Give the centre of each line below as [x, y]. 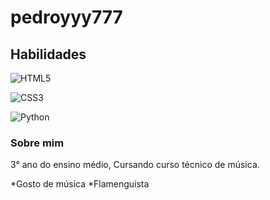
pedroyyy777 [66, 17]
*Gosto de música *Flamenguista [80, 184]
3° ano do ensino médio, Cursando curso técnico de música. [135, 165]
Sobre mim [37, 143]
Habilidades [48, 54]
